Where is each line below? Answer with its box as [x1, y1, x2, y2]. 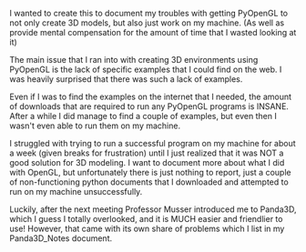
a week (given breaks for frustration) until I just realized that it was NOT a [9, 147, 284, 158]
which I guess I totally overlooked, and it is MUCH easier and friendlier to [9, 214, 283, 224]
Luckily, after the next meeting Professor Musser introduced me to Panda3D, [9, 204, 297, 215]
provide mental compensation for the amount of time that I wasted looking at [9, 27, 297, 37]
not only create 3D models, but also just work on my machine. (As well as [9, 17, 285, 28]
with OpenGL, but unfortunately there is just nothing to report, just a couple [9, 167, 291, 177]
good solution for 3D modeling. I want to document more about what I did [9, 157, 285, 167]
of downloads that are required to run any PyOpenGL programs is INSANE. [9, 101, 290, 112]
